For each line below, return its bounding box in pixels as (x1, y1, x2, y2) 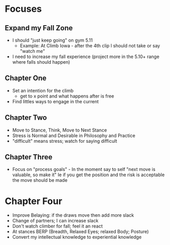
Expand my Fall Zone (5, 24, 73, 32)
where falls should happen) (12, 59, 70, 65)
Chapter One (5, 74, 47, 83)
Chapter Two (5, 114, 47, 122)
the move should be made (12, 177, 68, 183)
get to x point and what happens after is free (20, 93, 114, 99)
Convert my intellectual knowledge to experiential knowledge (12, 234, 142, 240)
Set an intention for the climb (12, 87, 74, 93)
